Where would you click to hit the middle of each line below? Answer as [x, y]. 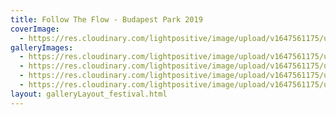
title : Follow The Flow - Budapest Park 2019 [106, 19]
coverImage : [35, 29]
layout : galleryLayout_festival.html [89, 94]
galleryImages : [42, 47]
